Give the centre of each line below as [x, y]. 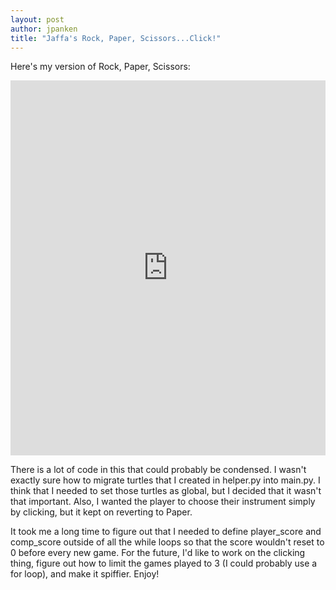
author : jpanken [44, 29]
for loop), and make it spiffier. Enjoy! [85, 574]
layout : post [37, 19]
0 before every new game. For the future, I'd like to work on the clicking [158, 553]
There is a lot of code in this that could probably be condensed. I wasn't [158, 470]
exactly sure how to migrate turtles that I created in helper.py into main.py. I [165, 480]
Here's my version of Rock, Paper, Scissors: [100, 67]
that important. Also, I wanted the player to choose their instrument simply [163, 502]
